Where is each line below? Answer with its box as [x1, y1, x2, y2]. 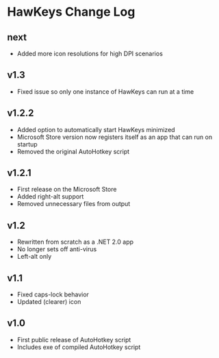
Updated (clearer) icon [16, 298, 81, 306]
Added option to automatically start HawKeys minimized [16, 125, 176, 133]
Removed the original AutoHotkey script [16, 147, 130, 155]
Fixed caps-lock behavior [16, 290, 89, 298]
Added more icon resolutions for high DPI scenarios [16, 49, 163, 57]
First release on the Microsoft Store [16, 186, 117, 194]
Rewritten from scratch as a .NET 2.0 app [16, 238, 134, 246]
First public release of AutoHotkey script [16, 335, 131, 344]
